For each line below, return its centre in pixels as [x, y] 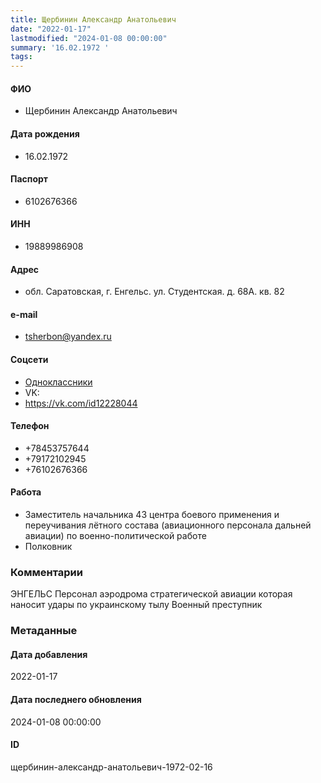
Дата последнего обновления [76, 699]
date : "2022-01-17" [51, 29]
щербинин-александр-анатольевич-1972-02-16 [111, 767]
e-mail [24, 314]
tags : [21, 57]
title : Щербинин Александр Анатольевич [93, 19]
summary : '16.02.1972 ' [60, 47]
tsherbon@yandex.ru [68, 337]
